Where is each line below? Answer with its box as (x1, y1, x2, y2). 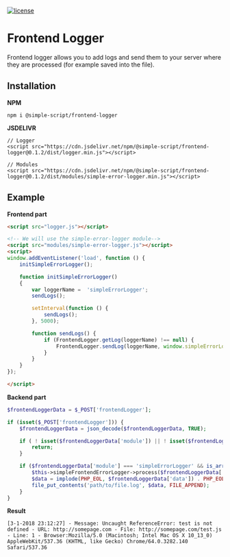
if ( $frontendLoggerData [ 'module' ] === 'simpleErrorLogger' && (19, 463, 204, 470)
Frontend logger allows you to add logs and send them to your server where (7, 53, 222, 61)
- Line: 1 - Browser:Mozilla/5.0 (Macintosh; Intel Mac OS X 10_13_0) (7, 532, 213, 539)
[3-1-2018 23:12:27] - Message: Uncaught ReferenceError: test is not (7, 520, 213, 528)
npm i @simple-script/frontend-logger (7, 112, 118, 119)
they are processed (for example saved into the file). (7, 60, 155, 69)
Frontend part (7, 210, 47, 218)
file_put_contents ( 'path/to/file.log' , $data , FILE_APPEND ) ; (31, 482, 210, 488)
